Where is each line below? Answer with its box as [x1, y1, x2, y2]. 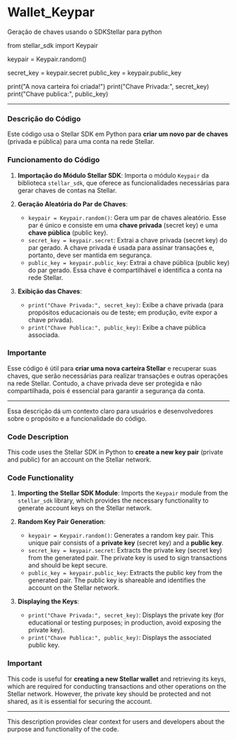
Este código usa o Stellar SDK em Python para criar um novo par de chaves [7, 130, 229, 138]
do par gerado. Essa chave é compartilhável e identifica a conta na [28, 266, 222, 274]
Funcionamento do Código [7, 155, 100, 165]
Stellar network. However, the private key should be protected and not [7, 689, 212, 698]
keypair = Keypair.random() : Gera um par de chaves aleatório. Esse [28, 213, 227, 222]
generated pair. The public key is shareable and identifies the [28, 576, 206, 585]
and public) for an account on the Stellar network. [7, 455, 152, 464]
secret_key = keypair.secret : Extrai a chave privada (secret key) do [28, 235, 228, 244]
